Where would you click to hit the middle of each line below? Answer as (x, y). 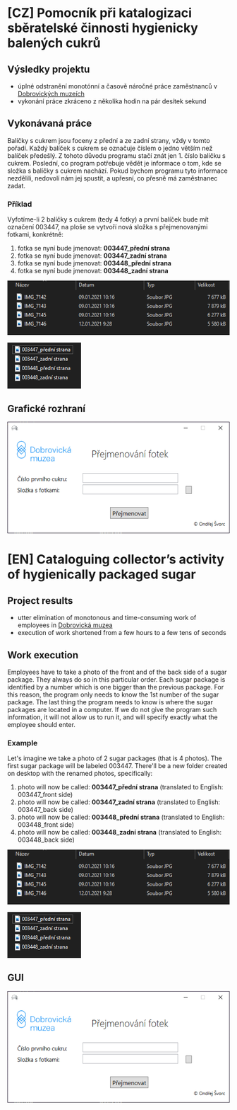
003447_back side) (45, 810)
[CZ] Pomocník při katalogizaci (100, 13)
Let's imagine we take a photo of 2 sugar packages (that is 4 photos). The (115, 758)
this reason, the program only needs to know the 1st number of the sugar (113, 694)
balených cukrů (54, 43)
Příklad (20, 204)
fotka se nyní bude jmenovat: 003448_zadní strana (93, 271)
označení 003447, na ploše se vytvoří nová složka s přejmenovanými (108, 227)
